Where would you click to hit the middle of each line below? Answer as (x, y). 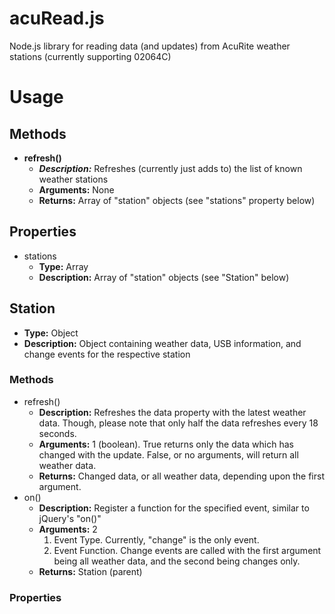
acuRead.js (57, 18)
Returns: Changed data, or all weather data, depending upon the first (182, 476)
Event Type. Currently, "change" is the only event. (156, 539)
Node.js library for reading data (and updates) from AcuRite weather (150, 46)
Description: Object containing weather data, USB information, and (162, 343)
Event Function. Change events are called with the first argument (187, 550)
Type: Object (51, 333)
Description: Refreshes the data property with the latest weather (172, 412)
